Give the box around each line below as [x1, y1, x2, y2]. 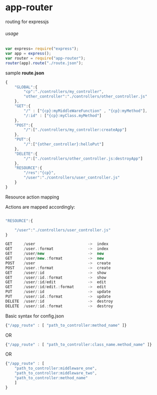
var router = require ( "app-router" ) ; [5, 55, 86, 61]
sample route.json [5, 70, 44, 76]
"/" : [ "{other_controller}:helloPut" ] [24, 142, 104, 147]
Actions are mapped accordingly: [5, 204, 76, 210]
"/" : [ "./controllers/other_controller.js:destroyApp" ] [24, 156, 143, 161]
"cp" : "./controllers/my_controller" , [24, 89, 104, 94]
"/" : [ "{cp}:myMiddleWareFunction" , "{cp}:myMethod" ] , [24, 108, 147, 113]
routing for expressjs [5, 18, 49, 25]
